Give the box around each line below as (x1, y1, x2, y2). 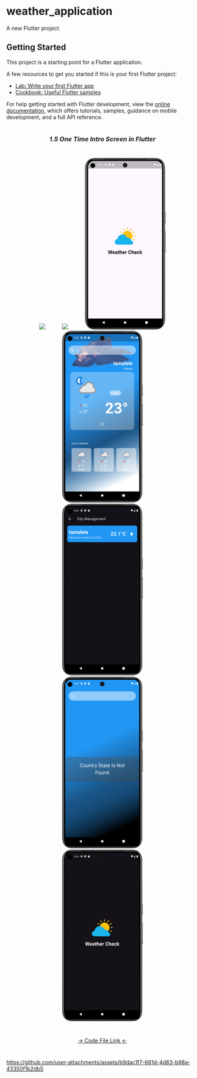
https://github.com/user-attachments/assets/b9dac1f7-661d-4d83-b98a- (6, 1058, 191, 1066)
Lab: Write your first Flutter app (15, 82, 95, 89)
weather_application (6, 4, 113, 18)
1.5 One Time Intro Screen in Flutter (49, 134, 156, 143)
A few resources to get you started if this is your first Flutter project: (6, 70, 177, 78)
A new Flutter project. (6, 24, 61, 32)
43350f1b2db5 (6, 1065, 44, 1073)
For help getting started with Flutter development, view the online (6, 100, 171, 107)
